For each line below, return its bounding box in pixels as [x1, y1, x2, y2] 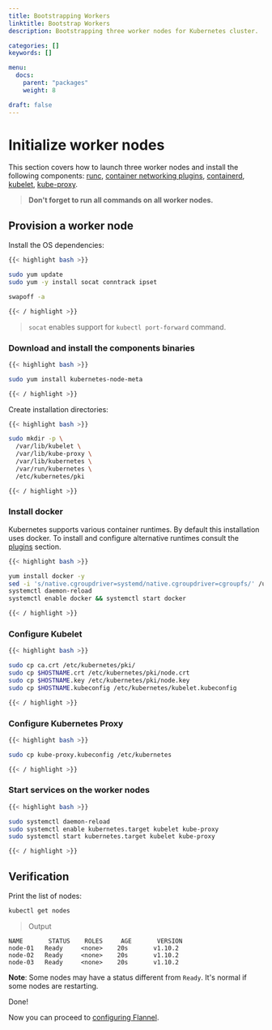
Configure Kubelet [8, 628, 83, 640]
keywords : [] [8, 49, 53, 57]
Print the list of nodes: [8, 892, 83, 901]
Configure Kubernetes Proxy [8, 717, 124, 729]
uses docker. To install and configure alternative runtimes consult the [8, 533, 239, 543]
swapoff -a [8, 292, 45, 300]
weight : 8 [23, 86, 57, 94]
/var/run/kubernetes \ [15, 465, 92, 473]
